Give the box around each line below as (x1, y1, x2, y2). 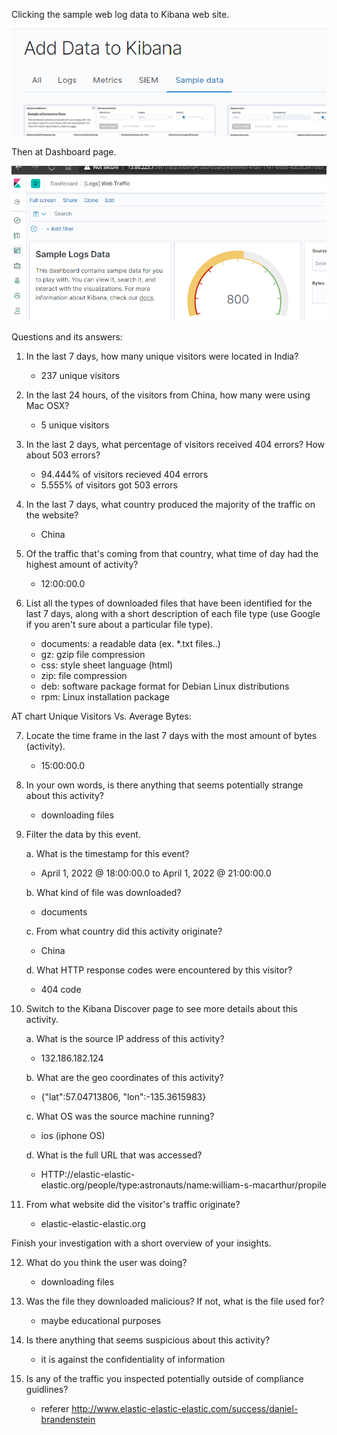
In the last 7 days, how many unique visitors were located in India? (25, 350, 299, 363)
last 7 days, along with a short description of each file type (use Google (25, 608, 321, 620)
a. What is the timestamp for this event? (25, 848, 190, 860)
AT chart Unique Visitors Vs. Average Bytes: (11, 710, 192, 723)
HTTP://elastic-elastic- (40, 1169, 136, 1181)
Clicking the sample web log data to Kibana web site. (11, 9, 230, 20)
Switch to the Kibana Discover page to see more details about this (25, 1003, 298, 1015)
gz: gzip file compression (40, 649, 146, 661)
